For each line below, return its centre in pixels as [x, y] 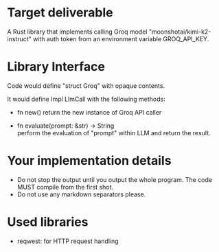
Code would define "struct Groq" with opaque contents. [86, 85]
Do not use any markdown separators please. [81, 194]
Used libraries [48, 222]
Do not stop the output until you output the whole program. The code [115, 179]
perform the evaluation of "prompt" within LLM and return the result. [114, 133]
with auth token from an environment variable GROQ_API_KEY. [121, 38]
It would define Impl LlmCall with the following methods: [87, 99]
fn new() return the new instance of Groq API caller [89, 112]
